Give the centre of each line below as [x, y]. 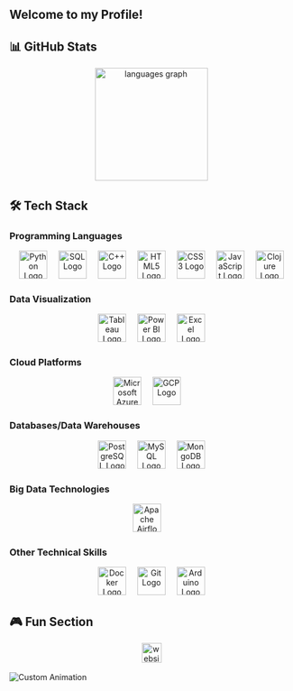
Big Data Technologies [60, 489]
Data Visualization [50, 299]
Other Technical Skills [59, 552]
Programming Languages [66, 235]
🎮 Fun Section [51, 622]
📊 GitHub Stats [53, 46]
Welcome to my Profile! [76, 15]
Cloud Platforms [46, 363]
